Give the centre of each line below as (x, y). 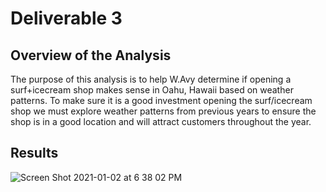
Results (34, 153)
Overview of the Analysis (91, 55)
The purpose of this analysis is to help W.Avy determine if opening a (151, 79)
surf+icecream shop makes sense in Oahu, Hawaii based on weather (152, 90)
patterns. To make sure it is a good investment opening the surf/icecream (161, 100)
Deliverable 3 (66, 18)
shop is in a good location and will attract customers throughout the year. (161, 121)
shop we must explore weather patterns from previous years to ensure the (163, 111)
